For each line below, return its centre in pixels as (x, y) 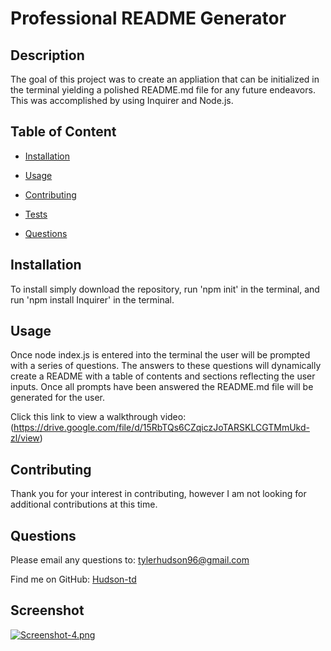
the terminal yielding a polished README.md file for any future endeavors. (163, 90)
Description (47, 55)
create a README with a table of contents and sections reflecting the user (163, 376)
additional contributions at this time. (84, 504)
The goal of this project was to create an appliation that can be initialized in (165, 79)
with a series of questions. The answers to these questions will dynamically (166, 366)
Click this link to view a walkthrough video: (98, 417)
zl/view (25, 438)
